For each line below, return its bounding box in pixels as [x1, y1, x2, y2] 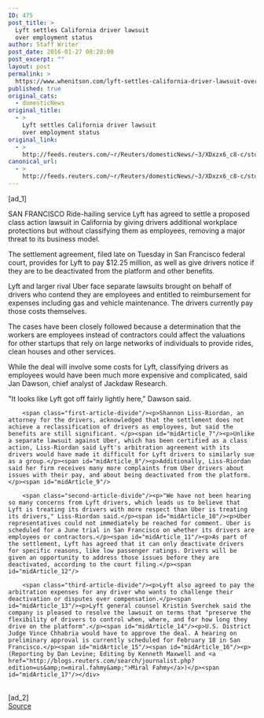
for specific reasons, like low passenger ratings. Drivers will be [8, 547, 237, 554]
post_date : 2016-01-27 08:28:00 [8, 48, 114, 56]
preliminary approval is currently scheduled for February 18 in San [8, 636, 241, 644]
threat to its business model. [8, 234, 101, 244]
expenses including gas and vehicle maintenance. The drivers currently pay [8, 298, 254, 307]
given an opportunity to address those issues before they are [8, 554, 220, 562]
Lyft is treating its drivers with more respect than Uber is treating [8, 505, 247, 514]
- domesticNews [15, 99, 65, 107]
